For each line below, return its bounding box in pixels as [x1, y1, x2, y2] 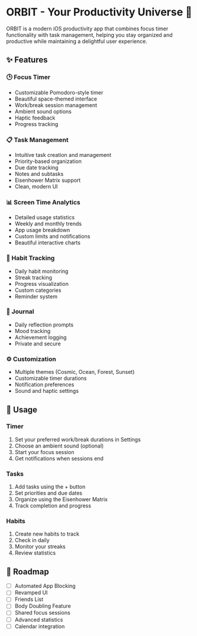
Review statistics [14, 549, 56, 556]
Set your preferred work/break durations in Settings [14, 436, 141, 443]
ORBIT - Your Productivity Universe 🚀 [6, 5, 192, 19]
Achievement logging [14, 333, 67, 341]
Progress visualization [14, 280, 69, 287]
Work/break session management [14, 101, 98, 109]
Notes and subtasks [14, 170, 64, 177]
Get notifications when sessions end [14, 455, 104, 462]
